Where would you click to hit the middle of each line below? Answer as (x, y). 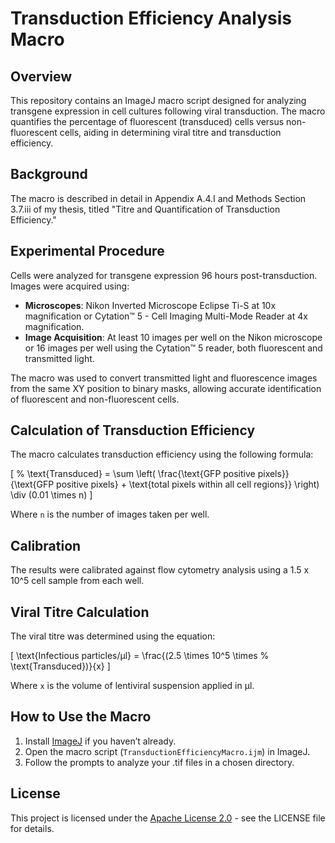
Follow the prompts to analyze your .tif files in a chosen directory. (159, 762)
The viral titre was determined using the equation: (113, 636)
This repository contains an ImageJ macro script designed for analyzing (158, 100)
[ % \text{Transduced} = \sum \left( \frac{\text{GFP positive (133, 474)
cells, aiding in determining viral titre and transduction (170, 132)
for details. (32, 828)
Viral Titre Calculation (80, 612)
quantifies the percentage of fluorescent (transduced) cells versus (147, 121)
